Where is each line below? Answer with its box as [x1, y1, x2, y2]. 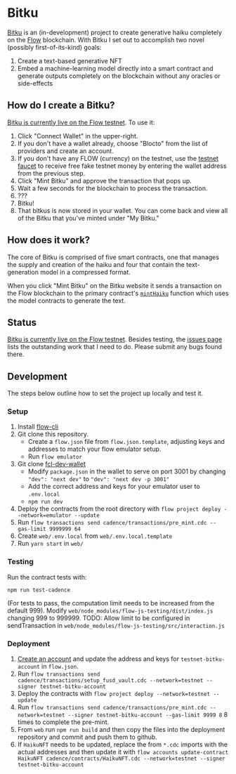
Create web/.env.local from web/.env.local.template [17, 532, 173, 540]
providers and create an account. [17, 146, 114, 155]
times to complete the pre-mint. [17, 718, 110, 726]
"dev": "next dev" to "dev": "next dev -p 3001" [27, 475, 170, 483]
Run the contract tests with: [7, 572, 87, 581]
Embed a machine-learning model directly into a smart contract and [17, 64, 214, 72]
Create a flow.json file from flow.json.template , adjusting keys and [27, 438, 225, 446]
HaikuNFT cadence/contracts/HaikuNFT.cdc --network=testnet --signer [17, 755, 226, 763]
